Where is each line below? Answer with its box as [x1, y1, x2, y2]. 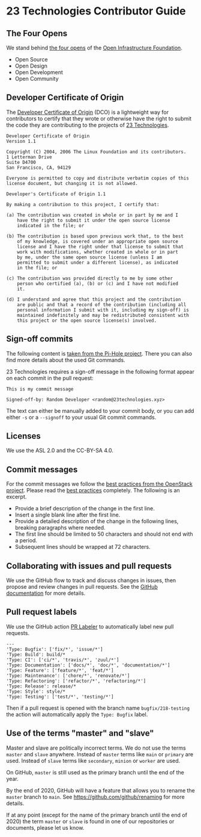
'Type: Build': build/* [6, 651, 66, 657]
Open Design [14, 62, 48, 69]
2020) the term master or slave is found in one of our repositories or [6, 818, 175, 825]
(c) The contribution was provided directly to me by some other [6, 275, 173, 281]
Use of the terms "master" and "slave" [6, 728, 154, 739]
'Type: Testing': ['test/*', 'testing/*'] [6, 694, 114, 700]
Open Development [14, 69, 63, 76]
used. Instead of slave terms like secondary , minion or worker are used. [6, 757, 181, 764]
